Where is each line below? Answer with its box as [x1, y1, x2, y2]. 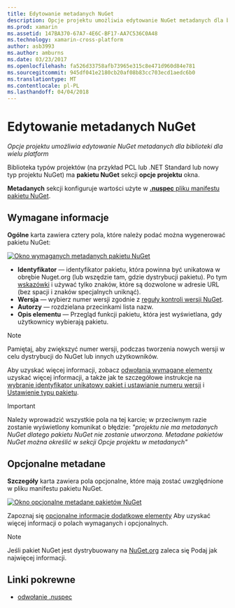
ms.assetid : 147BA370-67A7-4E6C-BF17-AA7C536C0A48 [7, 29, 158, 37]
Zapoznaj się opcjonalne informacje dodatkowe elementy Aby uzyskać [7, 511, 211, 520]
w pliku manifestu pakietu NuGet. [7, 484, 104, 492]
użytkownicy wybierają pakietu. [17, 317, 109, 326]
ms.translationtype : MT [7, 75, 77, 83]
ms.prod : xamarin [7, 23, 58, 30]
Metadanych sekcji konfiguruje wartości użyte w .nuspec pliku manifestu [7, 184, 220, 193]
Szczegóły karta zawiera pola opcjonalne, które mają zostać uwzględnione [7, 477, 224, 485]
